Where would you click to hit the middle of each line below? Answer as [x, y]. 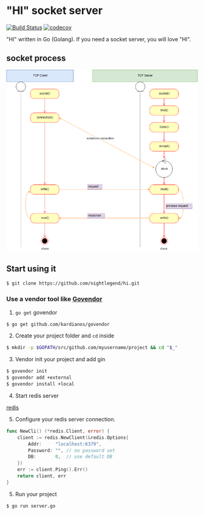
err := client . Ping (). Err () [53, 470]
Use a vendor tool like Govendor [54, 299]
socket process [36, 58]
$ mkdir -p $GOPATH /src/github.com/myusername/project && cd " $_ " [92, 348]
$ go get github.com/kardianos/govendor [58, 324]
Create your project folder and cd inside [64, 336]
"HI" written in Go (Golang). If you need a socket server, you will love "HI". [99, 39]
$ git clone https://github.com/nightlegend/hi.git [73, 283]
